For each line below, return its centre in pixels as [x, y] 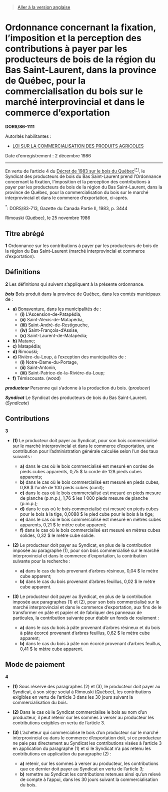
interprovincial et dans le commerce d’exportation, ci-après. [67, 197]
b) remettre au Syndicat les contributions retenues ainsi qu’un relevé [90, 774]
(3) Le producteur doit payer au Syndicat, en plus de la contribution [82, 597]
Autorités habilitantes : [28, 136]
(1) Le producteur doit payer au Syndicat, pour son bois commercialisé [85, 440]
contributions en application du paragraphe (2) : [62, 753]
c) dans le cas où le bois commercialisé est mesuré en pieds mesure [90, 493]
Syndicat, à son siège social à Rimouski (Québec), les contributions [82, 692]
